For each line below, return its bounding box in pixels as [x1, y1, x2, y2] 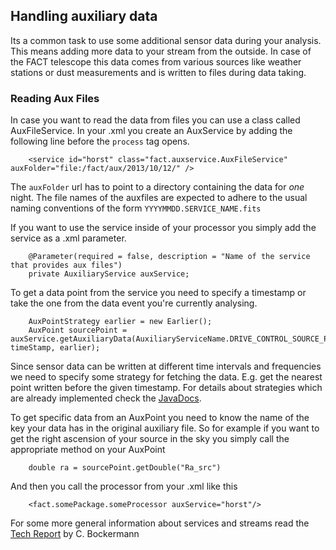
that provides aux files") [10, 260, 123, 271]
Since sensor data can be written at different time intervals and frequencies [10, 360, 322, 373]
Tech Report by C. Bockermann [10, 528, 140, 540]
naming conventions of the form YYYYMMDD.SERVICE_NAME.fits [10, 202, 262, 214]
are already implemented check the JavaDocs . [10, 392, 202, 404]
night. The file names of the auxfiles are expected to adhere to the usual [10, 192, 308, 204]
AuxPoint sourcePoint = [28, 325, 128, 336]
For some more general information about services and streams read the [10, 517, 310, 529]
